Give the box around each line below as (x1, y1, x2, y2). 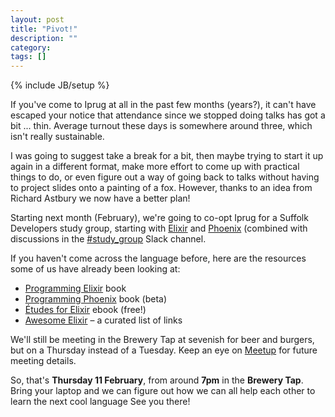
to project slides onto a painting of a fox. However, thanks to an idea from (10, 182, 313, 194)
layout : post (10, 14, 65, 25)
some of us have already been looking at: (10, 263, 181, 275)
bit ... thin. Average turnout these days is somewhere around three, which (10, 120, 313, 132)
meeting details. (10, 355, 77, 367)
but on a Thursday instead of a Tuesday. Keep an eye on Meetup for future (10, 344, 318, 356)
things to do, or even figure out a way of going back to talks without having (10, 171, 320, 183)
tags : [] (10, 52, 47, 62)
